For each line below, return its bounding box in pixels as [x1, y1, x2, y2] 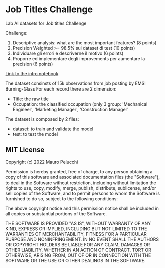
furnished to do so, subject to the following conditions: [5, 195, 118, 202]
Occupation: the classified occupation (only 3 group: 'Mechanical [12, 101, 148, 107]
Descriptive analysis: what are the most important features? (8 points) [12, 39, 157, 46]
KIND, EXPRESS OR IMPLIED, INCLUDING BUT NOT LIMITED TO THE [5, 225, 147, 232]
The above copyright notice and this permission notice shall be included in [5, 205, 159, 211]
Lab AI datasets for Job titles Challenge [5, 20, 87, 26]
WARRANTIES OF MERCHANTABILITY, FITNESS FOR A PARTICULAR [5, 231, 147, 237]
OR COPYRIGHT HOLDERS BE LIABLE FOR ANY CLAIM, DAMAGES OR [5, 241, 150, 247]
